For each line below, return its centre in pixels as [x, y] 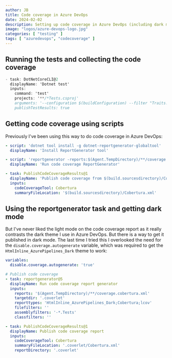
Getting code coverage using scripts [65, 124]
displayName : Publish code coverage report [57, 331]
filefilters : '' [32, 308]
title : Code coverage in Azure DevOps [47, 15]
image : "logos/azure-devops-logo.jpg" [47, 29]
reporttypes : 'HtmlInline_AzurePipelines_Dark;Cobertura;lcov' [83, 303]
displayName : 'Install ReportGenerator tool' [59, 150]
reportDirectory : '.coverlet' [47, 350]
